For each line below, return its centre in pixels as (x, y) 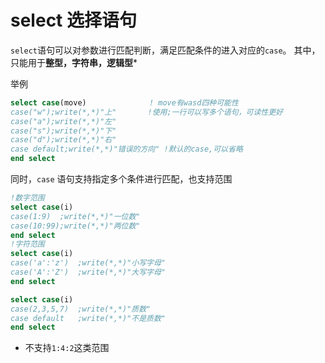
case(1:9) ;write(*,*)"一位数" (75, 216)
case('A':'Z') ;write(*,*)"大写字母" (88, 272)
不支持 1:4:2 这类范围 (67, 348)
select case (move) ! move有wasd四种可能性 (124, 102)
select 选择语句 (73, 20)
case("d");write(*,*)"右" (63, 140)
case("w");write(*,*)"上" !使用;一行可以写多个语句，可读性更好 (146, 112)
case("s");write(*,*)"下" (63, 131)
